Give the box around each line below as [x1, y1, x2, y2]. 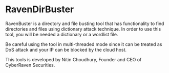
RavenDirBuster [5, 4, 74, 15]
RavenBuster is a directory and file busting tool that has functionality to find [5, 20, 164, 27]
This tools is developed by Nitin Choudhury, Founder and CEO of [5, 56, 142, 62]
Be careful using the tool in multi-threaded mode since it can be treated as [5, 41, 162, 47]
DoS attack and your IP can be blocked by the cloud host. [5, 46, 127, 53]
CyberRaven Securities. [5, 62, 55, 68]
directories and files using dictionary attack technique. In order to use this [5, 26, 161, 32]
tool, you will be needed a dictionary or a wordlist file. [5, 31, 118, 37]
